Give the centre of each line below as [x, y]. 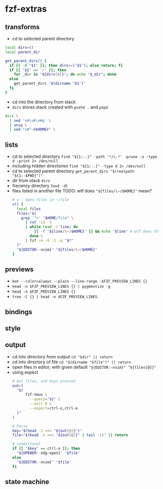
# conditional [26, 444]
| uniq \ [18, 125]
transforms [22, 27]
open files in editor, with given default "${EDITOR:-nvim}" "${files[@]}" [84, 367]
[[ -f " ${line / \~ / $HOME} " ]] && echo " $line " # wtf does [93, 232]
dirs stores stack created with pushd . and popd [60, 107]
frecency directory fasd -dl [40, 186]
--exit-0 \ [41, 404]
